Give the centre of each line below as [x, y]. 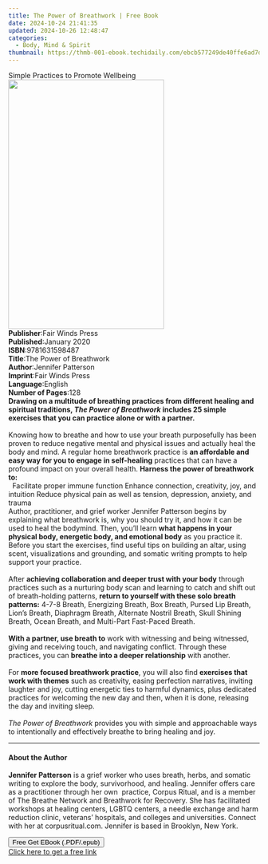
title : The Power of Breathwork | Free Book [83, 16]
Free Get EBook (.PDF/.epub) [56, 842]
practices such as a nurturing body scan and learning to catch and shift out [132, 588]
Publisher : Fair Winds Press [53, 333]
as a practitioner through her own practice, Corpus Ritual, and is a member [132, 792]
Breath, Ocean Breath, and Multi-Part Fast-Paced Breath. [102, 621]
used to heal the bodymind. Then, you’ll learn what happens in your [120, 528]
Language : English [38, 384]
